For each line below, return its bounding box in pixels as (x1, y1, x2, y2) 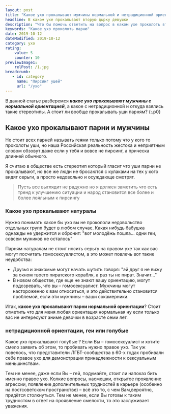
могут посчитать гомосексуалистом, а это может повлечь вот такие (5, 251, 155, 257)
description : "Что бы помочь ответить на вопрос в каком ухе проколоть (5, 21, 160, 27)
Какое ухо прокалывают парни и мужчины (5, 123, 150, 132)
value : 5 (14, 50, 33, 55)
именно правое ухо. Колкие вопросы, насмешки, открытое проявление (5, 376, 162, 382)
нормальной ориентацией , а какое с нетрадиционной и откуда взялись (5, 103, 164, 109)
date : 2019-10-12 (5, 31, 42, 36)
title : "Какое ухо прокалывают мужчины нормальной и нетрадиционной (5, 12, 154, 17)
